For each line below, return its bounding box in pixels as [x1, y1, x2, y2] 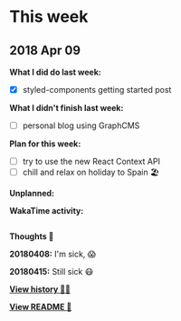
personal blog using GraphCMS [22, 120, 140, 131]
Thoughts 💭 [9, 231, 54, 242]
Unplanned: [9, 188, 54, 199]
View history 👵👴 [9, 284, 71, 295]
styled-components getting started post [22, 85, 172, 95]
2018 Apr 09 [9, 43, 81, 58]
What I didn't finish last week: [9, 103, 124, 114]
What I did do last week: [9, 66, 101, 77]
